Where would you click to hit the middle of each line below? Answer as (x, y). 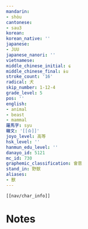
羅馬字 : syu (19, 126)
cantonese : (19, 22)
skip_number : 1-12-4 (31, 88)
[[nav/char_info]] (28, 196)
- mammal (16, 120)
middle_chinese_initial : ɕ (38, 66)
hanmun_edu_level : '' (32, 147)
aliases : (16, 175)
